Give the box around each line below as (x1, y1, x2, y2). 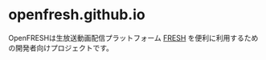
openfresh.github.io (8, 6, 146, 24)
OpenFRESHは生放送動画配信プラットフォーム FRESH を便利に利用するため (8, 33, 259, 42)
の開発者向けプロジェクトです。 (8, 42, 114, 53)
